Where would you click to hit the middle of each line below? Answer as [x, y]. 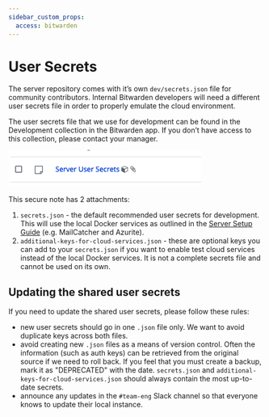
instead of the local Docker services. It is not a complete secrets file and [140, 258]
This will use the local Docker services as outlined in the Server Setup [136, 224]
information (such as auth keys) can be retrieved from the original [129, 353]
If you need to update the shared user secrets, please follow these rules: [129, 312]
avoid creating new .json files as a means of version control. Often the [138, 344]
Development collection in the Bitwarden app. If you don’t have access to [130, 130]
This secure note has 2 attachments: [69, 200]
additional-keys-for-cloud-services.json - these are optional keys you [140, 241]
